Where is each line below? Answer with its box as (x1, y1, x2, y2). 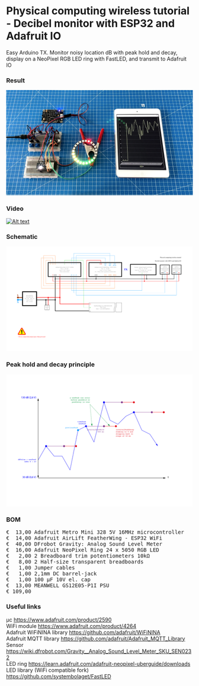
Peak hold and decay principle (6, 360, 95, 368)
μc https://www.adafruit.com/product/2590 (6, 616, 112, 623)
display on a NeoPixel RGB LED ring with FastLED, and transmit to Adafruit (6, 55, 187, 62)
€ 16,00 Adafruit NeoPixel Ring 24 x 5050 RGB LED (6, 547, 160, 553)
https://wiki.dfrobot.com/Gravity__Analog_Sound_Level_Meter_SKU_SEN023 (6, 647, 192, 655)
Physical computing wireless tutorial (6, 4, 190, 18)
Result (6, 76, 25, 84)
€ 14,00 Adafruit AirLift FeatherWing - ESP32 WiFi (6, 535, 163, 541)
